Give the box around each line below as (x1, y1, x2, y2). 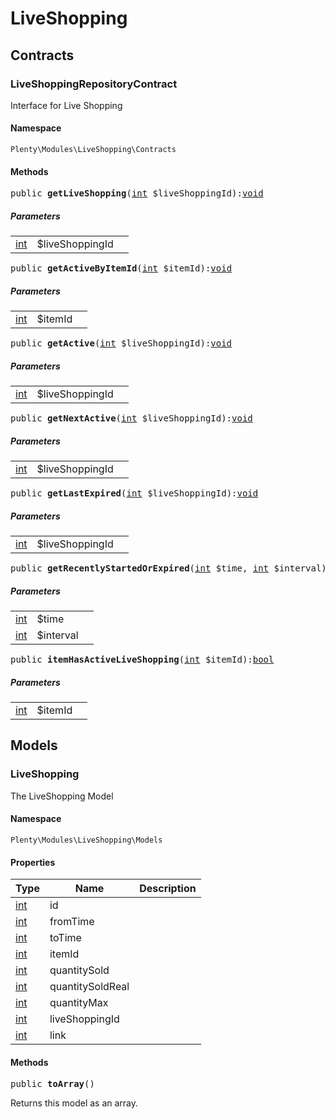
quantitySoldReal (49, 980, 130, 994)
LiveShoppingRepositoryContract (10, 77, 178, 91)
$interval (36, 628, 79, 642)
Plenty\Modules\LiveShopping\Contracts (10, 145, 177, 155)
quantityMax (49, 996, 109, 1010)
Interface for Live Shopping (10, 99, 123, 111)
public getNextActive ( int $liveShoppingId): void (10, 413, 253, 424)
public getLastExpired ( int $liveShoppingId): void (10, 488, 259, 499)
